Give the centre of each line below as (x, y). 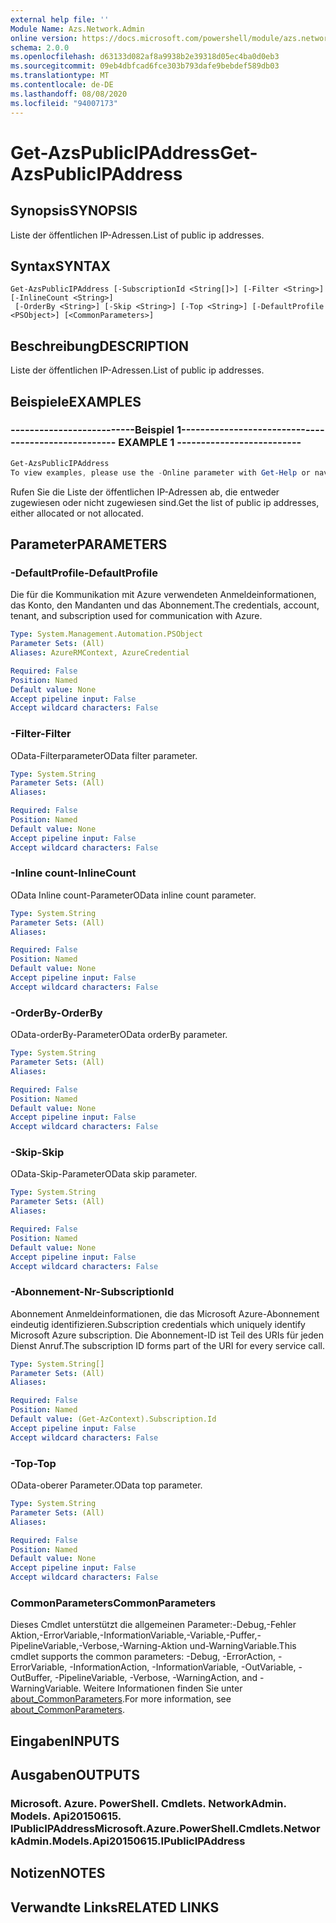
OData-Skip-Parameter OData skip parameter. (104, 1174)
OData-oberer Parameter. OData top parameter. (106, 1485)
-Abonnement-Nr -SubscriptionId (92, 1292)
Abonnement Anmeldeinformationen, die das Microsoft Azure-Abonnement (165, 1313)
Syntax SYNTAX (61, 266)
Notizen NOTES (58, 1873)
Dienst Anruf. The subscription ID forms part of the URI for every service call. (167, 1345)
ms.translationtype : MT (60, 76)
